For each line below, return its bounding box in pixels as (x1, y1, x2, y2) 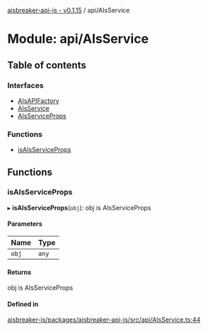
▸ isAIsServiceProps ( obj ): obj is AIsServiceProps (7, 203, 151, 212)
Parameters (7, 219, 42, 228)
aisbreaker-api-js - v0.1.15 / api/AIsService (7, 6, 130, 14)
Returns (7, 268, 32, 276)
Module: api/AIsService (7, 31, 149, 47)
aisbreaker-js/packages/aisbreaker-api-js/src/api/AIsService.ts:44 (7, 315, 201, 324)
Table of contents (7, 59, 86, 71)
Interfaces (7, 80, 44, 90)
